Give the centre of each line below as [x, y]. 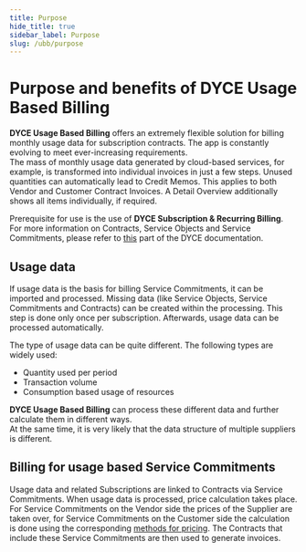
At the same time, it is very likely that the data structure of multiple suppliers [153, 429]
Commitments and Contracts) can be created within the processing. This [146, 308]
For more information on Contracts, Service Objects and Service [130, 228]
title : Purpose [38, 18]
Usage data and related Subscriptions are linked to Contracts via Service [146, 489]
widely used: [33, 355]
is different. [31, 438]
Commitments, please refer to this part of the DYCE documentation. [137, 238]
